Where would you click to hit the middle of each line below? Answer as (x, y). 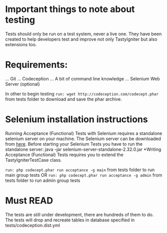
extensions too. (21, 44)
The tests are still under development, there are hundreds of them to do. (79, 214)
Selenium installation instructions (77, 120)
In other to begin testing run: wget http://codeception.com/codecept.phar (82, 93)
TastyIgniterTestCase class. (33, 160)
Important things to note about (70, 9)
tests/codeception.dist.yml (32, 225)
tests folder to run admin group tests (43, 180)
